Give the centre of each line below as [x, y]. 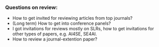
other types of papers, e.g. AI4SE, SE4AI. [55, 34]
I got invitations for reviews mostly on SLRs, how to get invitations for [83, 29]
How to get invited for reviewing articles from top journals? [72, 18]
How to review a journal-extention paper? [55, 39]
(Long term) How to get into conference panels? [61, 23]
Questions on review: [32, 7]
